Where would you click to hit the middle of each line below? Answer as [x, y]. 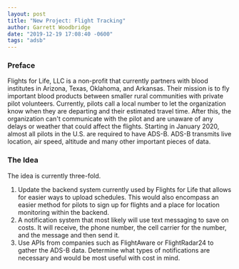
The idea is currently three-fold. [54, 176]
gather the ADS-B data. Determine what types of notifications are [114, 250]
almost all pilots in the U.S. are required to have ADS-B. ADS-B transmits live [119, 134]
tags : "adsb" [27, 41]
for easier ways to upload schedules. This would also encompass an [118, 197]
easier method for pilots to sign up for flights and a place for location [118, 205]
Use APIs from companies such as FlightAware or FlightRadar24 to [116, 243]
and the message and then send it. [68, 235]
